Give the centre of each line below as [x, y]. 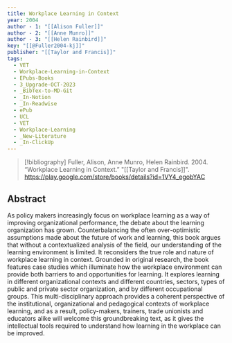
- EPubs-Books [34, 78]
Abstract [27, 199]
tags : [15, 59]
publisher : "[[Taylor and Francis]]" [62, 53]
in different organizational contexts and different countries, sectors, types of [116, 281]
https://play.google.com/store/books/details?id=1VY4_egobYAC [115, 177]
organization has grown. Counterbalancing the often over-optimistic [104, 230]
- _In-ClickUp [34, 143]
